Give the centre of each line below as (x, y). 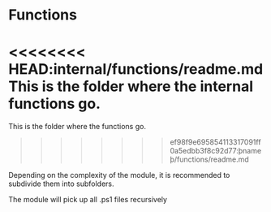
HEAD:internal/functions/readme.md (136, 69)
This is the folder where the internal (131, 87)
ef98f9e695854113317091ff (215, 142)
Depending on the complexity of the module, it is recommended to (119, 175)
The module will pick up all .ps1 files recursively (88, 200)
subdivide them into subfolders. (62, 184)
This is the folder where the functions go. (77, 127)
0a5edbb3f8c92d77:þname (216, 151)
